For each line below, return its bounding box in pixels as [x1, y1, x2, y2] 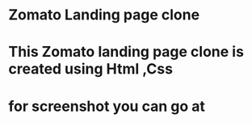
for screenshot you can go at [8, 97, 206, 115]
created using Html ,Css [8, 60, 174, 78]
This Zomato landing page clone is [8, 43, 245, 61]
